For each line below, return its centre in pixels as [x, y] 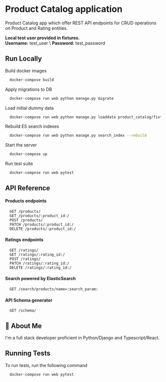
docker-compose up [29, 154]
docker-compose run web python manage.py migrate [62, 98]
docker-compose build [32, 80]
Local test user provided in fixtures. [42, 38]
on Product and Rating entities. [37, 28]
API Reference [28, 188]
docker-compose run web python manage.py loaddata [63, 117]
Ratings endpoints [24, 240]
